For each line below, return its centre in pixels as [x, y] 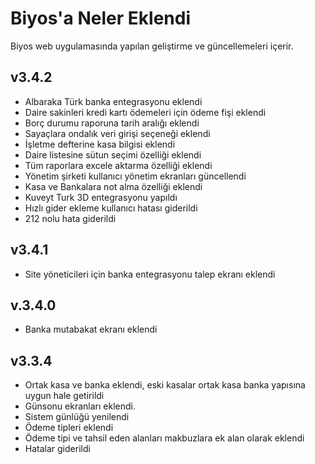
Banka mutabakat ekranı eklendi [91, 329]
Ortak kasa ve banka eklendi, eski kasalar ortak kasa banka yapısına [165, 385]
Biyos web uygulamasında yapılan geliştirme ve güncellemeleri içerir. [152, 46]
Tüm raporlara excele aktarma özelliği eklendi [118, 165]
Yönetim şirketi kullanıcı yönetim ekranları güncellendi [135, 176]
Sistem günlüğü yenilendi [77, 417]
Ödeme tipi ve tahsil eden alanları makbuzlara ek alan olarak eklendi [164, 438]
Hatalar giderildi [57, 449]
